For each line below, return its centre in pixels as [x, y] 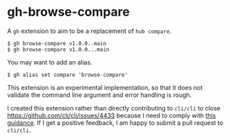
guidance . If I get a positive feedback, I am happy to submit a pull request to [115, 122]
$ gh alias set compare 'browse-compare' [68, 75]
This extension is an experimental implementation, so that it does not [105, 87]
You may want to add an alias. [50, 62]
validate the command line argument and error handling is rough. [99, 95]
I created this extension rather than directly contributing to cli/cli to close [114, 108]
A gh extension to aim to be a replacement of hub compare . [89, 31]
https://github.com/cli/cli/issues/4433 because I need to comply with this [112, 115]
